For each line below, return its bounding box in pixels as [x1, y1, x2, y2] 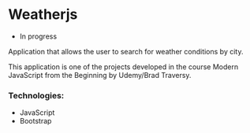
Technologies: [8, 90, 65, 101]
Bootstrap [19, 116, 52, 126]
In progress [19, 31, 58, 41]
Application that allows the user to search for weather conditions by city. [8, 46, 244, 56]
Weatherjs [8, 6, 78, 24]
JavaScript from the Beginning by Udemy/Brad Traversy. [8, 70, 192, 79]
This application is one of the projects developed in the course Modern [8, 61, 239, 72]
